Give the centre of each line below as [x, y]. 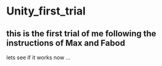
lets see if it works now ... [39, 58]
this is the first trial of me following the [81, 34]
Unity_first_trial [46, 11]
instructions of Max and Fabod [66, 43]
